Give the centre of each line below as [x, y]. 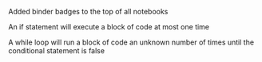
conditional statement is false [57, 50]
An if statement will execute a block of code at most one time [109, 27]
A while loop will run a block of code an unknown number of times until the [131, 42]
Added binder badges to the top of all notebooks [88, 12]
